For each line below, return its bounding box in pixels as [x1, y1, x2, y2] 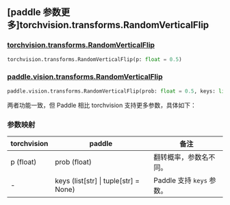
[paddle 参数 [7, 6, 62, 19]
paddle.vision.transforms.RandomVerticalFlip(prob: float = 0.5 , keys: [7, 88, 216, 95]
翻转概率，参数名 [153, 153, 209, 162]
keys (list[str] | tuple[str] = [54, 176, 140, 186]
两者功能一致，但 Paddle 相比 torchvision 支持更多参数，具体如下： [7, 101, 196, 109]
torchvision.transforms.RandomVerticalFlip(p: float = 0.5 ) [7, 56, 183, 63]
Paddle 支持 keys [153, 176, 207, 185]
